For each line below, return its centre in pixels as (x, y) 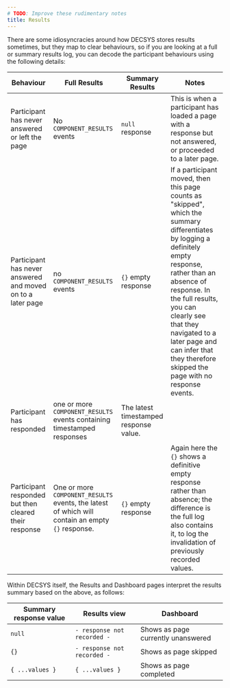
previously (187, 551)
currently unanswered (176, 638)
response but (192, 133)
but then (24, 503)
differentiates (192, 229)
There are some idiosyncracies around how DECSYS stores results (101, 39)
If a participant (194, 170)
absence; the (191, 499)
